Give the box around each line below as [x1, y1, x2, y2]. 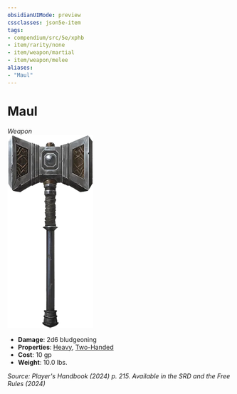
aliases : [7, 64, 33, 71]
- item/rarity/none [7, 41, 65, 49]
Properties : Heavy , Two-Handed [17, 343, 114, 351]
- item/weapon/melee [7, 57, 69, 64]
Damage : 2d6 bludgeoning [17, 335, 98, 343]
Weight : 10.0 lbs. [17, 358, 68, 366]
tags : [7, 26, 23, 33]
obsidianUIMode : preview [7, 11, 81, 19]
